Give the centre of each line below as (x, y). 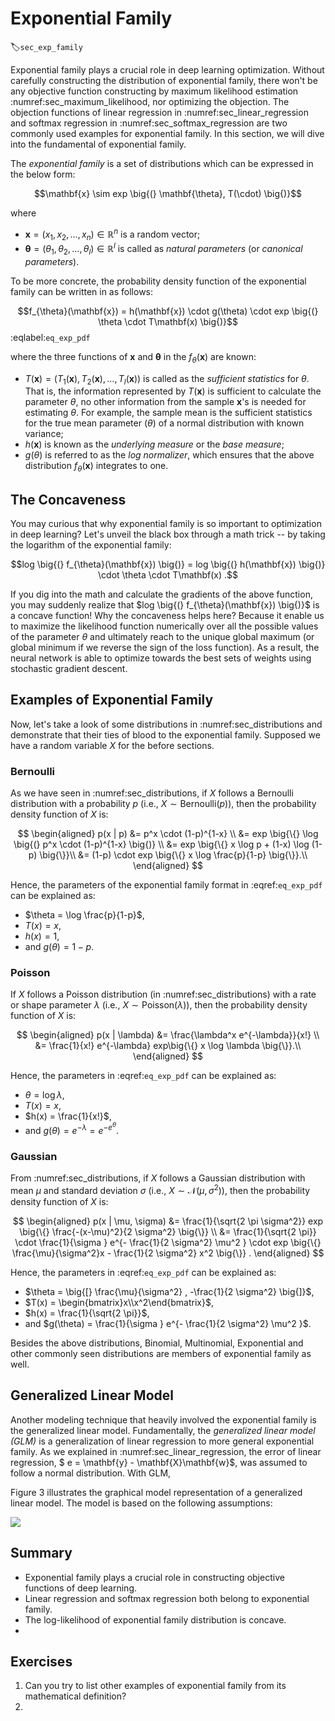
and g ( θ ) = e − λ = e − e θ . (72, 1128)
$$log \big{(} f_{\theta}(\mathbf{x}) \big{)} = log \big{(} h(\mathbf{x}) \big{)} (168, 564)
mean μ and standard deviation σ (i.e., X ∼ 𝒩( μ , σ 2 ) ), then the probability (160, 1189)
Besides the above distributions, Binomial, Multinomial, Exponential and (157, 1343)
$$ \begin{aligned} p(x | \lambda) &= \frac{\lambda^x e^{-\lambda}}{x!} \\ (168, 1035)
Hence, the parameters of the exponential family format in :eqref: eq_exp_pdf (166, 885)
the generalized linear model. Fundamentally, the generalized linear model (163, 1430)
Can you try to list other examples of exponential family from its (155, 1686)
